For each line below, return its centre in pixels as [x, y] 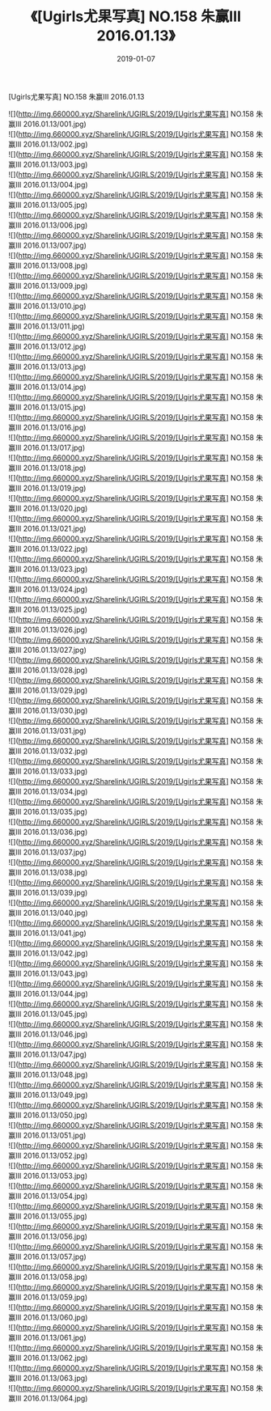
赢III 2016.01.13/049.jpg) [48, 1095]
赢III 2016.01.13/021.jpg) [47, 528]
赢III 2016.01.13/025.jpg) [48, 609]
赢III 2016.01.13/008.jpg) [48, 265]
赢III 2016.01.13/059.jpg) [48, 1297]
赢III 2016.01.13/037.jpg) [48, 852]
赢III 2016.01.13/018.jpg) [47, 468]
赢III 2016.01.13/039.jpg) [48, 892]
